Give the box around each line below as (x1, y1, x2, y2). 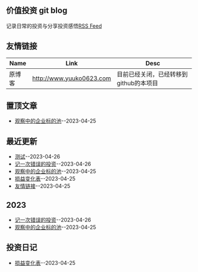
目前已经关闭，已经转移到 (117, 70, 188, 78)
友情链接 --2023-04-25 (14, 183, 71, 190)
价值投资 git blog (6, 5, 68, 16)
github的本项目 (117, 79, 159, 87)
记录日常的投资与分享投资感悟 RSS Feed (6, 22, 102, 29)
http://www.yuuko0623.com (32, 74, 111, 82)
